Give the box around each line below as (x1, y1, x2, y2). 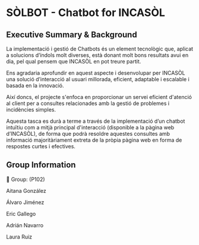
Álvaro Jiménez (6, 199, 45, 206)
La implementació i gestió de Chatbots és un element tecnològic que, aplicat (6, 45, 194, 52)
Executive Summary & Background (6, 30, 138, 40)
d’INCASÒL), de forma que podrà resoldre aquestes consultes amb (6, 131, 170, 137)
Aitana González (6, 187, 46, 194)
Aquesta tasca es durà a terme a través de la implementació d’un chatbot (6, 117, 185, 125)
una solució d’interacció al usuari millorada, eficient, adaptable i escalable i (6, 76, 190, 82)
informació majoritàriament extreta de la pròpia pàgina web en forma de (6, 136, 182, 144)
